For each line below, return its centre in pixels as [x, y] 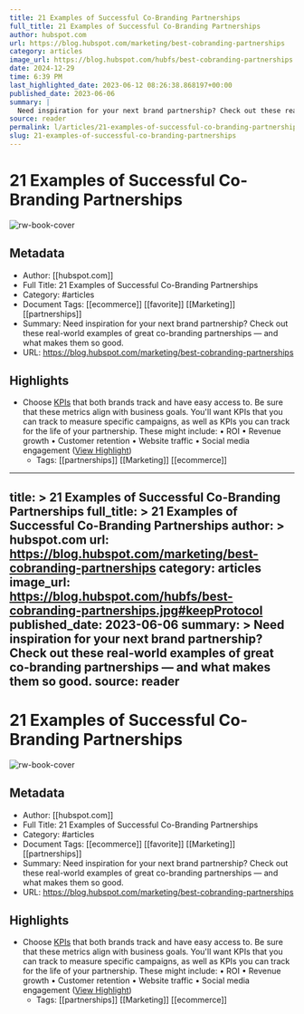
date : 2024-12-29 [42, 69]
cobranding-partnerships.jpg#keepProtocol [136, 610]
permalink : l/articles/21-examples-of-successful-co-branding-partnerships [155, 128]
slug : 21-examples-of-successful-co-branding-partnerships [123, 136]
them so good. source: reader [95, 681]
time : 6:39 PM [36, 77]
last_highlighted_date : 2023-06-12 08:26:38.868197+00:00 [121, 85]
